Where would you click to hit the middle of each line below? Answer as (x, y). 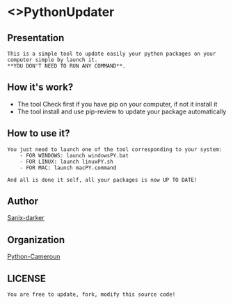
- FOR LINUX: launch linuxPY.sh (66, 162)
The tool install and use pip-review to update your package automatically (122, 111)
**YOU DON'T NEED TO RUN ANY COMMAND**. (67, 66)
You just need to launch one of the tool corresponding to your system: (115, 149)
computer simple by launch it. (53, 60)
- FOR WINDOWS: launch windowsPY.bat (74, 155)
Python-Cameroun (34, 257)
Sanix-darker (26, 218)
